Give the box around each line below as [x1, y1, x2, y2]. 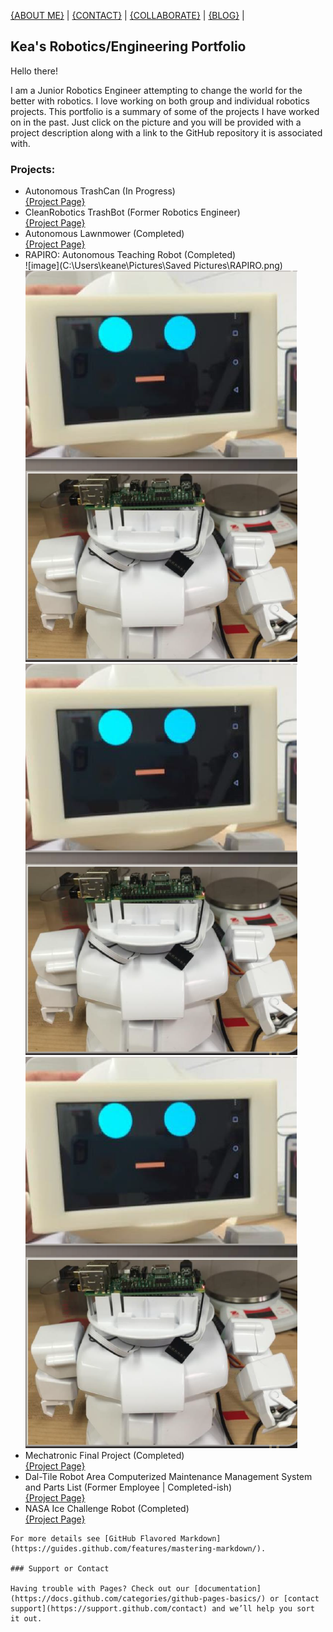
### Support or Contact [10, 1564, 110, 1574]
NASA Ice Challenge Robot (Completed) [24, 1503, 190, 1515]
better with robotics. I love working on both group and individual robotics [10, 95, 310, 107]
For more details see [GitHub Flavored [10, 1534, 177, 1544]
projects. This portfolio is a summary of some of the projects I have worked [10, 105, 320, 117]
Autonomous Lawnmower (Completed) [24, 228, 185, 240]
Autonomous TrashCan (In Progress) [24, 185, 176, 197]
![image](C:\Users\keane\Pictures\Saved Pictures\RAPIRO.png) [24, 260, 283, 272]
